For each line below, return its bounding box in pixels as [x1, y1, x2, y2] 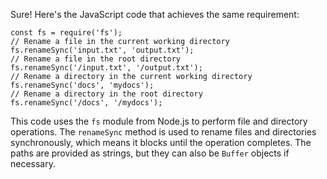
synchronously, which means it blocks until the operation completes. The [10, 137, 312, 148]
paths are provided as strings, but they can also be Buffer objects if [10, 147, 290, 159]
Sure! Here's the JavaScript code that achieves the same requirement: [10, 9, 300, 20]
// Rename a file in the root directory [10, 54, 182, 64]
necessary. [10, 158, 57, 169]
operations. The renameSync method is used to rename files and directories [10, 126, 317, 138]
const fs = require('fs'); [10, 28, 123, 38]
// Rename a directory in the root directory [10, 89, 203, 99]
